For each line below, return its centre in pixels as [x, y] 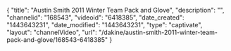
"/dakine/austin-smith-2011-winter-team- [158, 32]
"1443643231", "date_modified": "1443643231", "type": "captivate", [105, 25]
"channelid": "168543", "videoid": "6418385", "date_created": [95, 17]
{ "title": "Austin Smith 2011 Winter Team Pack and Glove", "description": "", [115, 10]
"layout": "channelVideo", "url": [52, 32]
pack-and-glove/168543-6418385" [57, 40]
